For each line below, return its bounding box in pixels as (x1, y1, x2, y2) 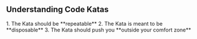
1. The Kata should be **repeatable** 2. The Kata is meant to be (6, 20, 163, 27)
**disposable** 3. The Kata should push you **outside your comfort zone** (6, 26, 192, 33)
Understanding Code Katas (6, 5, 109, 15)
